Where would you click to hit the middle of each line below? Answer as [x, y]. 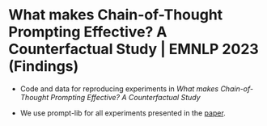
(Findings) [44, 67]
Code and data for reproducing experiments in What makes [119, 88]
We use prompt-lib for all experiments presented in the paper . [123, 113]
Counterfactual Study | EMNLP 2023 [133, 49]
